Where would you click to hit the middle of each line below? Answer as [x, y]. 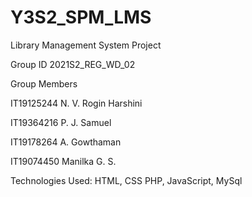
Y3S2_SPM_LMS [81, 17]
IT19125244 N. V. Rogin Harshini [76, 103]
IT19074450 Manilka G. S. [63, 161]
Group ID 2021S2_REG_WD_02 [73, 64]
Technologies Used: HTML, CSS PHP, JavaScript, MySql [126, 180]
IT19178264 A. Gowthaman [66, 142]
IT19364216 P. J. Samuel [61, 122]
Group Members [44, 83]
